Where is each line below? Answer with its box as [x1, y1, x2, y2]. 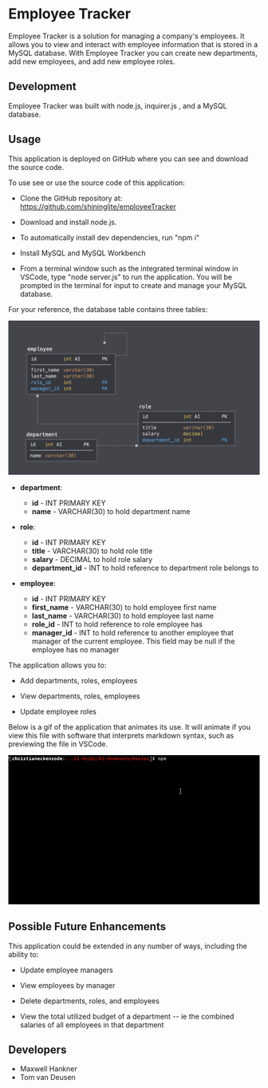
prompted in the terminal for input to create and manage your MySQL [19, 280, 247, 290]
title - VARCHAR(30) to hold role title [31, 546, 153, 556]
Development [8, 80, 77, 93]
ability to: [8, 949, 39, 959]
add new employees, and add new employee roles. [8, 57, 175, 66]
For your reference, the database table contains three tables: [8, 304, 208, 314]
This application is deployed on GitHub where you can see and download [8, 153, 249, 164]
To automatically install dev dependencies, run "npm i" [19, 232, 200, 242]
